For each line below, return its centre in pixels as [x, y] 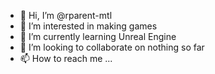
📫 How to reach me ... [66, 58]
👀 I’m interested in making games [88, 26]
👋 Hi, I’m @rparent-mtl [66, 15]
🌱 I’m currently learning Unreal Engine [98, 36]
